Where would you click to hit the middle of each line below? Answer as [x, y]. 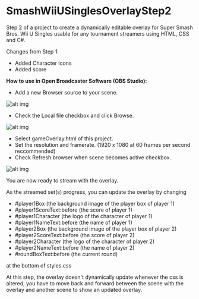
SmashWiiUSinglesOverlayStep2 [89, 11]
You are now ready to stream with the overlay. [62, 180]
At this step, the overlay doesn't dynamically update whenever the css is [95, 277]
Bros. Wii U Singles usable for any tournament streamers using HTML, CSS [98, 33]
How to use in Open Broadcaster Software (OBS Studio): [77, 81]
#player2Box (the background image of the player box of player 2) [96, 229]
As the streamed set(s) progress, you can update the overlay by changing [97, 192]
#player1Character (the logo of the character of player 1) [83, 216]
